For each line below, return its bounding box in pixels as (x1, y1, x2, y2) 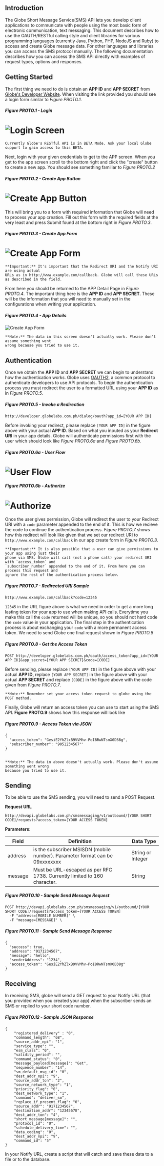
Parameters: (5, 826, 31, 832)
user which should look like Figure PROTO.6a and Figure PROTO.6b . (5, 438, 142, 444)
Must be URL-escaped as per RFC (33, 867, 113, 873)
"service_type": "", (14, 1044, 56, 1049)
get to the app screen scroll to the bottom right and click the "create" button (5, 159, 158, 165)
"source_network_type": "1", (14, 1083, 73, 1087)
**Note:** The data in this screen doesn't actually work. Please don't (5, 334, 156, 339)
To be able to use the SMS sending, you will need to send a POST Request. (5, 794, 156, 800)
